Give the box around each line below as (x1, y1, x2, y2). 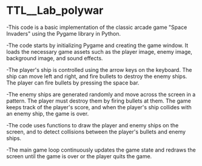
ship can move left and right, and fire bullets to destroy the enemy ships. (6, 72, 187, 80)
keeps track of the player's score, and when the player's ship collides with (6, 103, 192, 110)
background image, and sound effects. (6, 54, 103, 62)
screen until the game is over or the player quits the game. (6, 152, 152, 160)
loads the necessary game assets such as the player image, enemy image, (6, 48, 193, 55)
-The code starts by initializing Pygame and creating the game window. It (6, 42, 189, 49)
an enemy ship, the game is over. (6, 110, 89, 117)
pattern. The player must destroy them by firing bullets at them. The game (6, 97, 191, 104)
